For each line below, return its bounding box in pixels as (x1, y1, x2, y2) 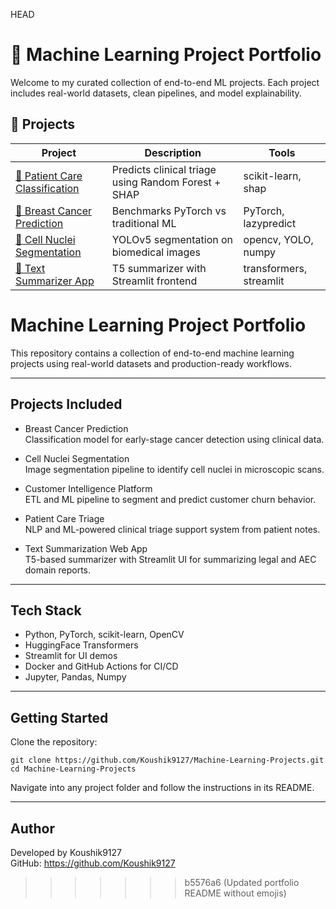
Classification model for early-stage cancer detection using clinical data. (24, 433, 325, 445)
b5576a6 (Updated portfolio (184, 876, 300, 888)
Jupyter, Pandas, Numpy (24, 671, 127, 683)
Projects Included (10, 396, 123, 413)
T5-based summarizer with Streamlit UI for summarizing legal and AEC (24, 553, 317, 565)
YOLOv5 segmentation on (111, 232, 234, 246)
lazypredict (243, 216, 297, 230)
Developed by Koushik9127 (10, 846, 122, 858)
